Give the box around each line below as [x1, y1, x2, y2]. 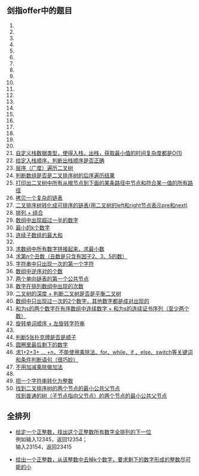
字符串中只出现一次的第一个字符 [15, 260, 94, 267]
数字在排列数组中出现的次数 [15, 282, 84, 289]
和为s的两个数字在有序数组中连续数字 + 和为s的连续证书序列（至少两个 [15, 305, 189, 312]
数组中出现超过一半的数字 [15, 217, 79, 224]
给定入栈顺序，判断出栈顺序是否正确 [15, 157, 105, 164]
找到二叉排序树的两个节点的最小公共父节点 [15, 384, 120, 392]
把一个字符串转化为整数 [15, 377, 73, 384]
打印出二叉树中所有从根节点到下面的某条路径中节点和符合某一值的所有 [15, 179, 188, 186]
